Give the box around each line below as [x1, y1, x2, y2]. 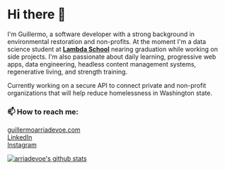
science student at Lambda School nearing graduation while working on [7, 45, 218, 53]
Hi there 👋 [7, 6, 66, 23]
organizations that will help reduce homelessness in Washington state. [7, 89, 213, 97]
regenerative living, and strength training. [7, 67, 128, 76]
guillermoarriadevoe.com [7, 125, 81, 134]
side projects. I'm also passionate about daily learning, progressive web [7, 52, 217, 61]
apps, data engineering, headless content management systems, [7, 59, 197, 68]
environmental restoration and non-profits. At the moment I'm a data [7, 37, 207, 45]
